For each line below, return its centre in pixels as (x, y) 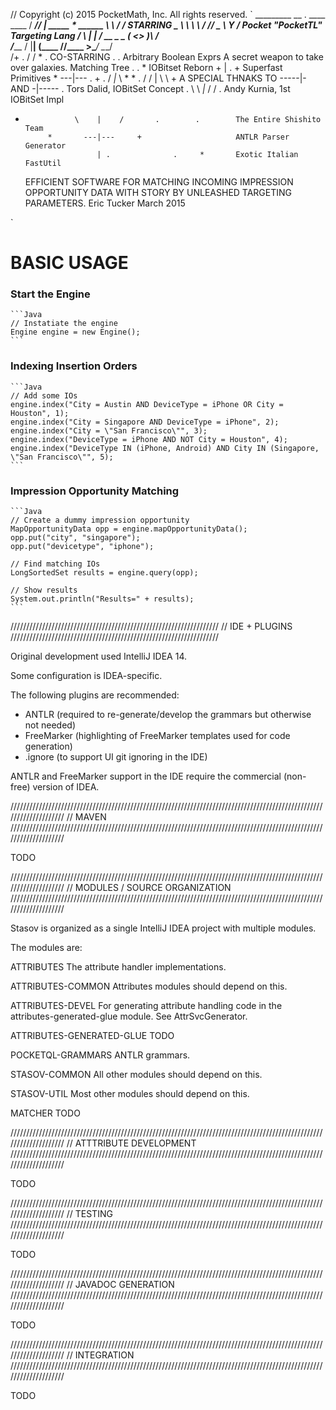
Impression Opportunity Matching (95, 491)
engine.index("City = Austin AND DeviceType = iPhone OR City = (147, 404)
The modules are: (46, 948)
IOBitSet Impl (37, 99)
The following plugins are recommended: (95, 695)
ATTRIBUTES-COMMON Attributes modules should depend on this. (149, 986)
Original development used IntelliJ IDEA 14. (98, 656)
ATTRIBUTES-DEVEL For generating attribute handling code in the (146, 1006)
